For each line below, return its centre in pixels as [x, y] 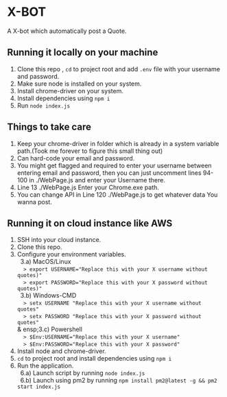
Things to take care [49, 127]
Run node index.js [44, 105]
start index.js [39, 387]
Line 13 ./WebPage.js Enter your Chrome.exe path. [88, 187]
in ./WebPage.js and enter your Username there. [97, 180]
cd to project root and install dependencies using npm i [94, 359]
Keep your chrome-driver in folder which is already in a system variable [118, 143]
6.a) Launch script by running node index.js [83, 373]
